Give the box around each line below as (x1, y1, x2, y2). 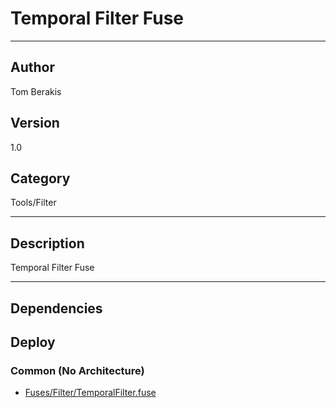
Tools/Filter (10, 197, 57, 209)
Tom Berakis (10, 85, 62, 97)
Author (10, 59, 55, 76)
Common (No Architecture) (10, 363, 145, 377)
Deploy (10, 333, 56, 351)
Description (10, 235, 85, 252)
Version (10, 115, 60, 132)
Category (10, 170, 71, 187)
